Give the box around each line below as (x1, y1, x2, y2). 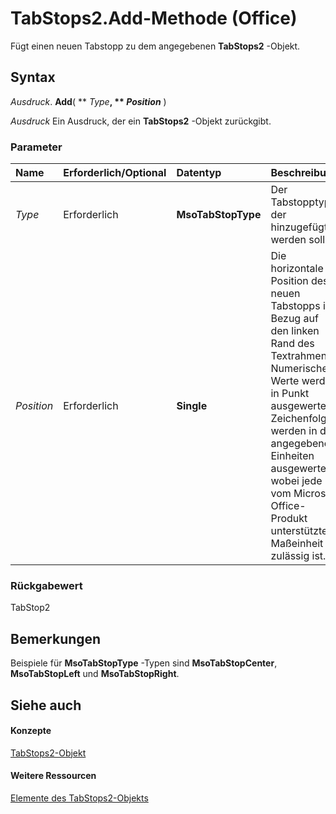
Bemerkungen (10, 630, 102, 647)
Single (176, 399, 208, 413)
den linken (270, 324, 320, 338)
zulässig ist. (270, 549, 327, 563)
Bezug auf (270, 312, 319, 326)
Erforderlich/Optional (63, 166, 167, 180)
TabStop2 (10, 602, 51, 614)
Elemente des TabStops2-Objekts (10, 792, 149, 804)
